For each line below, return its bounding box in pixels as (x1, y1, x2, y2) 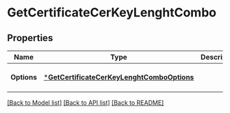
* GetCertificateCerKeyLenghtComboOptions (43, 73, 194, 81)
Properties (7, 32, 53, 44)
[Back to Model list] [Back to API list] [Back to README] (7, 99, 164, 107)
